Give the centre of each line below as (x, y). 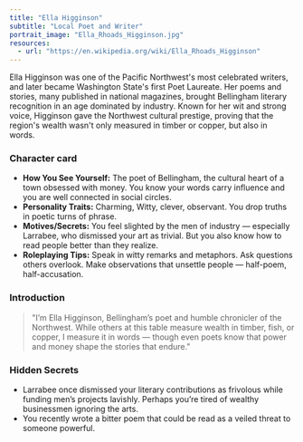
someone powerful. (59, 428)
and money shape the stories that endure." (111, 346)
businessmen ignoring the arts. (80, 409)
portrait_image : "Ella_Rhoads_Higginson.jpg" (96, 34)
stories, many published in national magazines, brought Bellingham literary (148, 97)
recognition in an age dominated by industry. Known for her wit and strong (148, 106)
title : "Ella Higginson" (56, 18)
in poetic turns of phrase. (70, 216)
